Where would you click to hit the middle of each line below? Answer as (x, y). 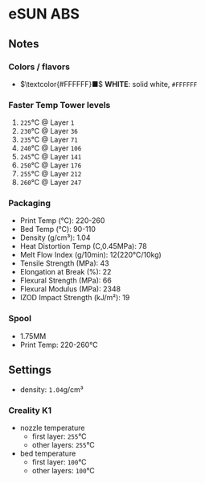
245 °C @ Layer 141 (51, 157)
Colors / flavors (39, 67)
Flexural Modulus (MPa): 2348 (70, 289)
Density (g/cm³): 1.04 (55, 237)
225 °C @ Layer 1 (47, 122)
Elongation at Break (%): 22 (66, 272)
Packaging (29, 204)
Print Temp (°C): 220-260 (62, 221)
